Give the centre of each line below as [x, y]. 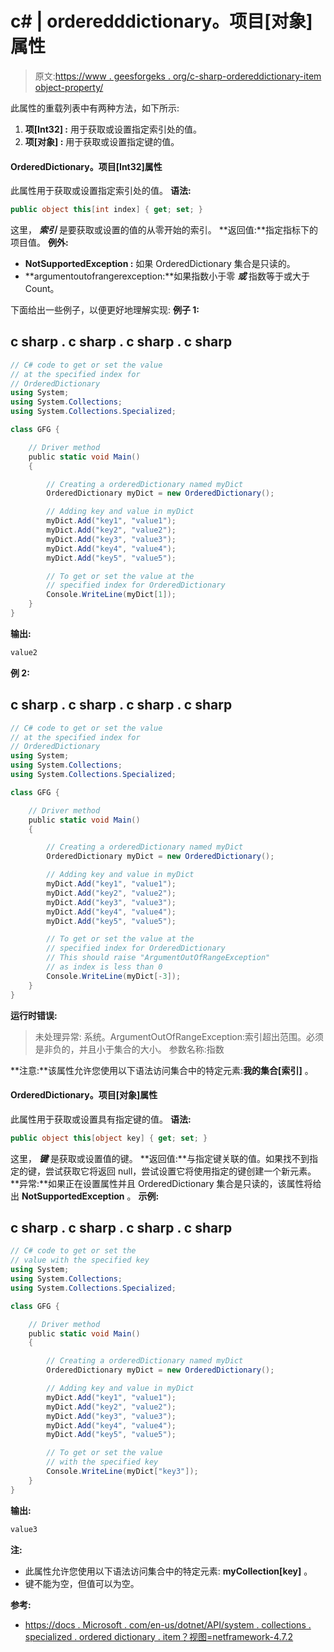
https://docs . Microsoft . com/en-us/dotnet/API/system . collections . [168, 1624]
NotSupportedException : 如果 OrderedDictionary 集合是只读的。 [160, 264]
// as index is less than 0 [104, 967]
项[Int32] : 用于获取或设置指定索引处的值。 [113, 129]
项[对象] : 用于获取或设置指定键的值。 [102, 141]
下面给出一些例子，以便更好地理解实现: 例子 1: [105, 310]
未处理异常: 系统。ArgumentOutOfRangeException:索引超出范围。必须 [179, 1036]
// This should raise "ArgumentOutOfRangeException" [158, 958]
